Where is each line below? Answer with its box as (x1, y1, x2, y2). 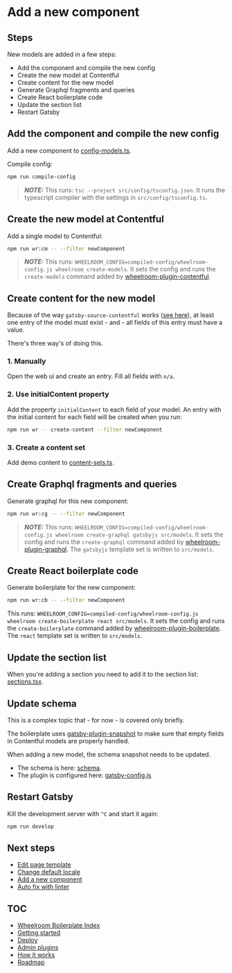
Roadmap (17, 958, 45, 967)
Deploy (17, 936, 38, 945)
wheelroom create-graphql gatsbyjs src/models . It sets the (55, 530, 224, 539)
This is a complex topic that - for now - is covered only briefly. (7, 716, 185, 724)
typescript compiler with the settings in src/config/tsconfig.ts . (24, 193, 208, 201)
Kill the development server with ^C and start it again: (7, 809, 159, 818)
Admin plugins (17, 943, 59, 951)
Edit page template (17, 861, 71, 869)
